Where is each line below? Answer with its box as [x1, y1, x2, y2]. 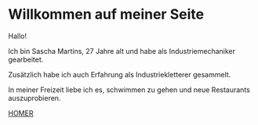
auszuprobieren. [8, 93, 61, 102]
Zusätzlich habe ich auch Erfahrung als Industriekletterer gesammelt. [8, 70, 231, 79]
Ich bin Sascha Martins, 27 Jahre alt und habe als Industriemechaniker [8, 46, 235, 55]
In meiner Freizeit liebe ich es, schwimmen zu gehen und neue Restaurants [8, 84, 251, 95]
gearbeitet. [8, 55, 44, 64]
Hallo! [8, 31, 27, 41]
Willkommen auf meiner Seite [8, 5, 205, 23]
